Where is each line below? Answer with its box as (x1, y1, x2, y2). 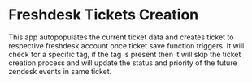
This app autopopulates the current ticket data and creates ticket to (8, 32, 234, 42)
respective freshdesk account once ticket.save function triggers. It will (8, 40, 245, 50)
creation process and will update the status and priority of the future (8, 58, 237, 68)
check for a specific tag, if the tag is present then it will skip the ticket (8, 49, 241, 59)
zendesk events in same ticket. (8, 66, 112, 76)
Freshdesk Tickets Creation (8, 6, 199, 24)
